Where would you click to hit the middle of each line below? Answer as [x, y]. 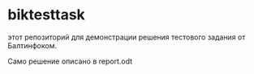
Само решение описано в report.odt [70, 61]
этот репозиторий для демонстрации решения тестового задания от [127, 37]
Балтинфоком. [32, 45]
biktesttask [47, 15]
